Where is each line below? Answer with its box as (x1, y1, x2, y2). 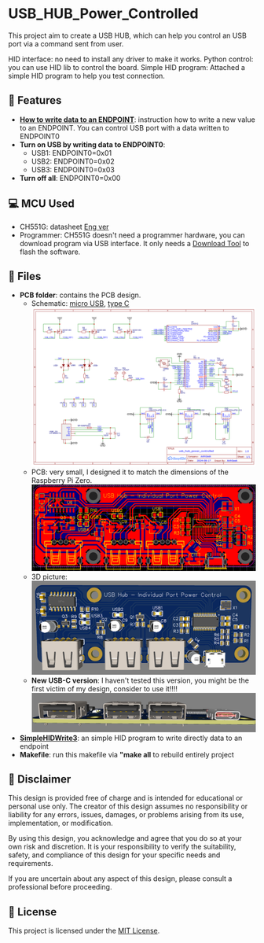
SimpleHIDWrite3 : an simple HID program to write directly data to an (19, 733, 243, 742)
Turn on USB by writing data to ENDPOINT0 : (19, 139, 166, 149)
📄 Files (8, 269, 42, 283)
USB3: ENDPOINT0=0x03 (31, 164, 115, 174)
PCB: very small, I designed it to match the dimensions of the (31, 467, 229, 477)
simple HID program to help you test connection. (8, 71, 165, 80)
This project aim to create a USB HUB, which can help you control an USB (8, 31, 247, 40)
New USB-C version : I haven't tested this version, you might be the (31, 676, 250, 685)
